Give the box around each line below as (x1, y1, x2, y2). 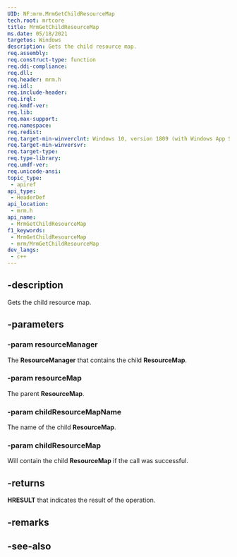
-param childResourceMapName (7, 407, 122, 417)
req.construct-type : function (7, 56, 97, 64)
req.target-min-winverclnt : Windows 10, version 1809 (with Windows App (7, 135, 226, 142)
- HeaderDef (10, 194, 46, 201)
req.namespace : (7, 121, 52, 129)
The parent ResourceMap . (7, 389, 85, 397)
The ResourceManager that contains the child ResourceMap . (7, 356, 188, 364)
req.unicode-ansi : (7, 167, 61, 175)
